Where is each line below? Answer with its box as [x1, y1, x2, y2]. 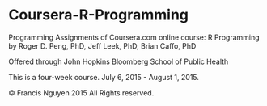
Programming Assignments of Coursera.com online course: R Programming [8, 32, 261, 42]
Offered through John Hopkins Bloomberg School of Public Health [8, 57, 229, 66]
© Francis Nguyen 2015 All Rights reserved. [8, 87, 155, 98]
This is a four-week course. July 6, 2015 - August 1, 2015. [8, 72, 200, 82]
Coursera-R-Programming [8, 6, 189, 24]
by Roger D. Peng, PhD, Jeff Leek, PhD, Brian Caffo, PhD [8, 40, 197, 50]
